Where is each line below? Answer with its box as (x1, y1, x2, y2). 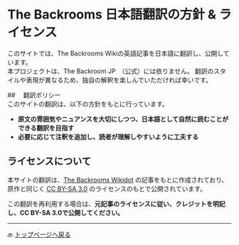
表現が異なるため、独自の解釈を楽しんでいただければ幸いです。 (26, 75, 212, 84)
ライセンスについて (7, 156, 91, 168)
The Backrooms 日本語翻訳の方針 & (7, 6, 217, 23)
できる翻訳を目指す (17, 124, 75, 132)
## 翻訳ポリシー (7, 90, 61, 99)
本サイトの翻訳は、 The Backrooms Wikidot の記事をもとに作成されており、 (7, 175, 228, 184)
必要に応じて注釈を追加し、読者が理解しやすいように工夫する (17, 132, 199, 141)
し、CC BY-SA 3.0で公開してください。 (7, 208, 124, 217)
